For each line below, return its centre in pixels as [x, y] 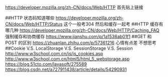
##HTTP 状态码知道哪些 [30, 18]
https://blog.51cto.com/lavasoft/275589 [46, 64]
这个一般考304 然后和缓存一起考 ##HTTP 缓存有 [113, 24]
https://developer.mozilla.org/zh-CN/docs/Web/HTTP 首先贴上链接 [74, 7]
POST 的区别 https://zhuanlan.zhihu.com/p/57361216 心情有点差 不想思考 [81, 43]
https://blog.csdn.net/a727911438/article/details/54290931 [66, 69]
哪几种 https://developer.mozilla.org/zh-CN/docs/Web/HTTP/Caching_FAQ [82, 30]
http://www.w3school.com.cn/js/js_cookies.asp [54, 53]
